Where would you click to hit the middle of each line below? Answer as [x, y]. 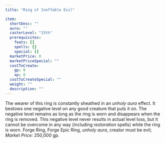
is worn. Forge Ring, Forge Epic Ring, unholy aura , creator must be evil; [78, 130]
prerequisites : [25, 38]
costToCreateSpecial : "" [35, 80]
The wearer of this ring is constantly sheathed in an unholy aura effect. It [80, 103]
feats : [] [24, 42]
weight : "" [21, 84]
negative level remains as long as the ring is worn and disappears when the [83, 114]
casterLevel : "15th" [31, 33]
